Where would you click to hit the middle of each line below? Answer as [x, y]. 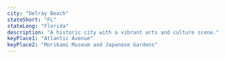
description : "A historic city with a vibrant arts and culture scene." [113, 32]
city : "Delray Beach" [38, 13]
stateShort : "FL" [32, 20]
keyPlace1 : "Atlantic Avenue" [50, 39]
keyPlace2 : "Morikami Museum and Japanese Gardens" [82, 45]
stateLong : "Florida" [38, 26]
